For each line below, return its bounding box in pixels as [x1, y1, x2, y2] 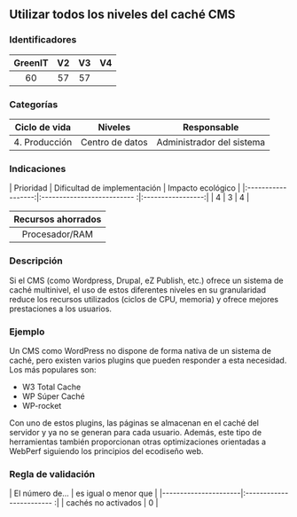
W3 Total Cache [21, 381, 82, 392]
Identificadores [9, 34, 77, 46]
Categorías [9, 98, 59, 110]
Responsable [183, 121, 239, 133]
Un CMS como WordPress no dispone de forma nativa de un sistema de [9, 345, 272, 356]
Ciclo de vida [14, 121, 72, 133]
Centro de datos [81, 136, 148, 148]
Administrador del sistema [156, 136, 266, 148]
